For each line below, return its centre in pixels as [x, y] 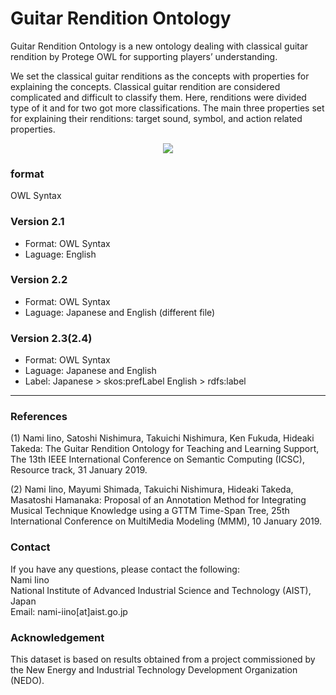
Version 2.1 [37, 222]
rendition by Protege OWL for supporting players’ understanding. [144, 56]
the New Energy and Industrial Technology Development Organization [154, 670]
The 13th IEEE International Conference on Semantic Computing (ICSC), [157, 459]
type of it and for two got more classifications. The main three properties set [167, 108]
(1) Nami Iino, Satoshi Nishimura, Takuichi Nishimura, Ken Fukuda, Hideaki [162, 438]
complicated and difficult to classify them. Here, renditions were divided [158, 97]
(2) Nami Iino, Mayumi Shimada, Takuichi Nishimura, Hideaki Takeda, [152, 489]
